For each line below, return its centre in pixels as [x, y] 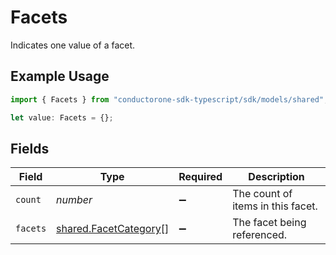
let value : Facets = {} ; [62, 117]
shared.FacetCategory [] [113, 229]
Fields [30, 148]
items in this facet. [275, 206]
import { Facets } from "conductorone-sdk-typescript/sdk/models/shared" [167, 99]
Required [200, 177]
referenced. [260, 235]
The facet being [269, 223]
